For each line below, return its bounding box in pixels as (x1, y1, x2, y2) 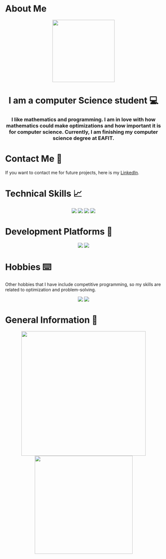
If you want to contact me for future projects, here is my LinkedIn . (5, 169, 140, 175)
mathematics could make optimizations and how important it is (5, 123, 162, 130)
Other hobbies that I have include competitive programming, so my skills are (5, 281, 161, 287)
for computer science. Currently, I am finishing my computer (9, 129, 158, 136)
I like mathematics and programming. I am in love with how (11, 116, 156, 123)
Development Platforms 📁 (5, 226, 113, 237)
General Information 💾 (5, 314, 98, 325)
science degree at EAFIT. (53, 135, 114, 142)
